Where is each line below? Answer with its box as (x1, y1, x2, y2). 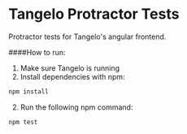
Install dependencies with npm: (20, 71, 125, 81)
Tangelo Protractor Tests (8, 5, 180, 24)
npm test (8, 118, 38, 126)
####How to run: (8, 47, 67, 57)
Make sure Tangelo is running (20, 63, 120, 73)
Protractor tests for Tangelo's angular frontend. (8, 32, 167, 41)
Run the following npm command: (20, 102, 133, 112)
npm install (8, 87, 49, 96)
